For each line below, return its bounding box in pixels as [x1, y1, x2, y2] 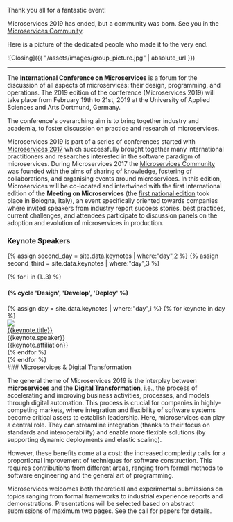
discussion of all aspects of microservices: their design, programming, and [7, 81, 221, 89]
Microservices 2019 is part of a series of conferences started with [7, 138, 196, 145]
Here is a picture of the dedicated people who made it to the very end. [7, 40, 208, 48]
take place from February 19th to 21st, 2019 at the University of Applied [7, 96, 210, 104]
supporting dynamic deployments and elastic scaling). [7, 435, 162, 443]
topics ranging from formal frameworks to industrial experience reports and [7, 491, 223, 500]
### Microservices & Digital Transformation [7, 363, 132, 371]
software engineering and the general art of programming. [7, 471, 174, 479]
